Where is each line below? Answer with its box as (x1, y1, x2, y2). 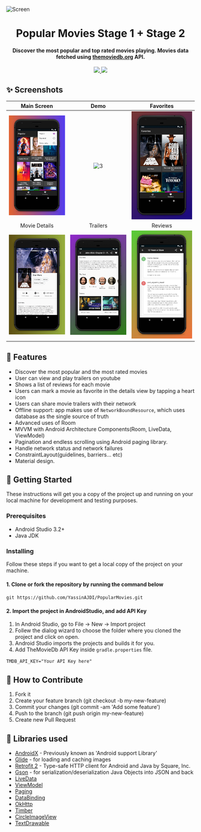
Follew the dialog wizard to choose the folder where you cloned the (14, 627, 181, 634)
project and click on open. (14, 633, 80, 641)
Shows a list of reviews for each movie (14, 381, 111, 388)
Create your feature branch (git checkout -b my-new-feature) (14, 697, 166, 704)
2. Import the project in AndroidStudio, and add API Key (6, 607, 147, 614)
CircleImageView (14, 813, 57, 821)
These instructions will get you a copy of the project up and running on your (6, 491, 193, 498)
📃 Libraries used (6, 734, 68, 744)
